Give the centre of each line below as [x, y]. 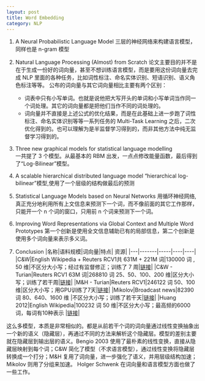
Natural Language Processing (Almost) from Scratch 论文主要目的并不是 [106, 62]
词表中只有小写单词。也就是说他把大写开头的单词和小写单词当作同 [107, 98]
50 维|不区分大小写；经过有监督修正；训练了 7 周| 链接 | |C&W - [94, 267]
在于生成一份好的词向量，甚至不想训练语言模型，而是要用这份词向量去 [104, 70]
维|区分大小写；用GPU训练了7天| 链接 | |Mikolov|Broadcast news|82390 [105, 290]
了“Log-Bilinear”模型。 [44, 164]
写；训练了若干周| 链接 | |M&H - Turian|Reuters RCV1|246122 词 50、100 [105, 282]
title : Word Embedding [35, 18]
